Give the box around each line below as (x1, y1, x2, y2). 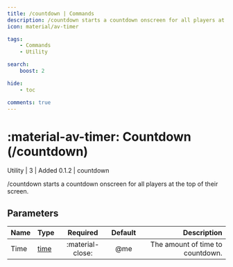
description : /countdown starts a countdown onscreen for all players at (7, 17, 225, 24)
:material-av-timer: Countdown (7, 129, 192, 144)
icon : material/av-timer (7, 23, 79, 30)
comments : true (7, 98, 51, 106)
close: (73, 248, 93, 258)
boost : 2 (19, 67, 45, 74)
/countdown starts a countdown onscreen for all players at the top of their (7, 180, 218, 188)
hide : (7, 80, 23, 87)
